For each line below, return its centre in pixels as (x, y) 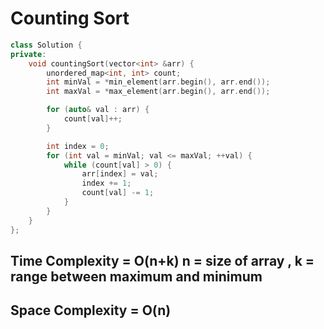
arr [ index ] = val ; (120, 174)
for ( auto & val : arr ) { (98, 110)
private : (28, 54)
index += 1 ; (106, 183)
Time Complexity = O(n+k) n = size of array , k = (162, 260)
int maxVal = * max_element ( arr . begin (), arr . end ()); (158, 92)
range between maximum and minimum (136, 276)
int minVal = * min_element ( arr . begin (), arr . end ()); (158, 82)
